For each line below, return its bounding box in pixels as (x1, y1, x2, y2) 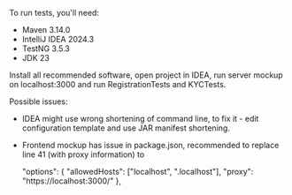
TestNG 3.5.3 (21, 43, 71, 54)
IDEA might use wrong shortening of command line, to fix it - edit (21, 114, 259, 124)
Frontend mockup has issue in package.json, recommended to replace (21, 140, 280, 150)
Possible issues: (9, 96, 68, 107)
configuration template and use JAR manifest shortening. (21, 123, 230, 133)
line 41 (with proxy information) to (21, 149, 145, 160)
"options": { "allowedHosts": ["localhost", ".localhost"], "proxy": (21, 167, 254, 176)
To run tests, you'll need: (9, 8, 100, 18)
